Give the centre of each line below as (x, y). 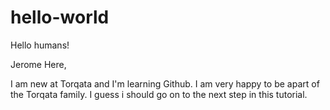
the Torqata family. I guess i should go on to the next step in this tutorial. (159, 94)
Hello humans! (40, 45)
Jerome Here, (38, 64)
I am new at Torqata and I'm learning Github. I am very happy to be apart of (165, 83)
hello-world (60, 17)
